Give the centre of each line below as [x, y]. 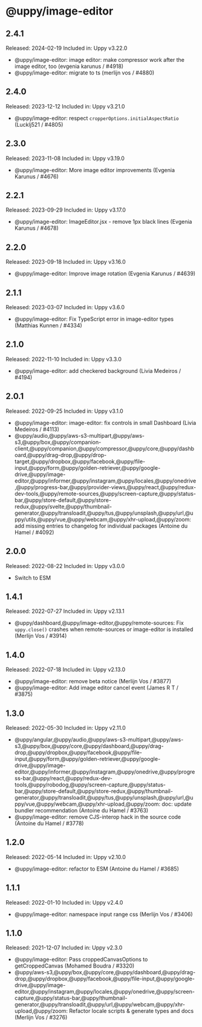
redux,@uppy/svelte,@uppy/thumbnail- [63, 506]
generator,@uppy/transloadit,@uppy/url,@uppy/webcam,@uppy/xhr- [100, 1005]
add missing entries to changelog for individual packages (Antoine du [101, 526]
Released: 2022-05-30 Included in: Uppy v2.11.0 [66, 728]
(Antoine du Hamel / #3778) [49, 823]
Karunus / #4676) [36, 176]
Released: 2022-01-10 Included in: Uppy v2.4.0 [64, 902]
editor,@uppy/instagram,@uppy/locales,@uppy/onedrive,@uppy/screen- [104, 992]
